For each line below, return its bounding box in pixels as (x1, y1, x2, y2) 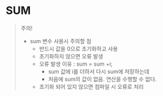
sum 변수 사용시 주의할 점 (29, 37, 92, 44)
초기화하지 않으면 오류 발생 (39, 52, 104, 60)
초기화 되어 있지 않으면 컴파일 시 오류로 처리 (39, 83, 144, 90)
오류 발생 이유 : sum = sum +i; (39, 60, 113, 67)
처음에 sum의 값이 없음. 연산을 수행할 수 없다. (48, 75, 157, 83)
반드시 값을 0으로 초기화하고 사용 (39, 45, 118, 52)
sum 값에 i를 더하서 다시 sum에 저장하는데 (48, 67, 150, 75)
